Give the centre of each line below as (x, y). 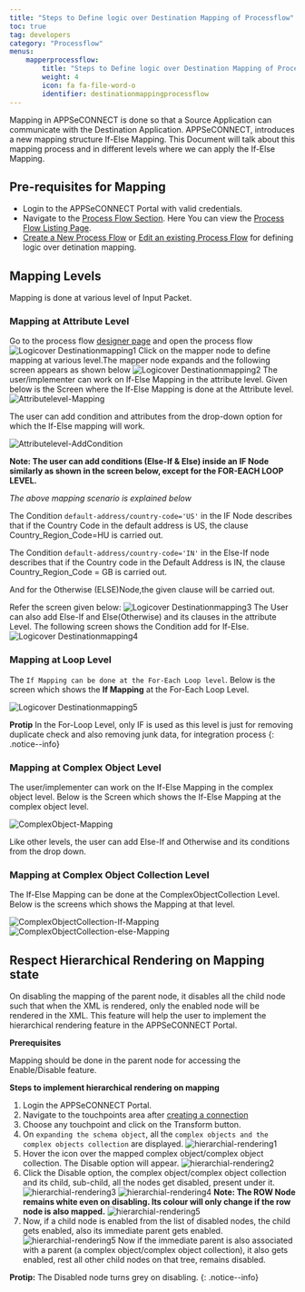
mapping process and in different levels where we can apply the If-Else (142, 149)
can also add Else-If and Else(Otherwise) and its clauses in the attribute (143, 617)
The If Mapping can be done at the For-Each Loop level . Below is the (143, 680)
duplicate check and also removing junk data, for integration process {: (142, 734)
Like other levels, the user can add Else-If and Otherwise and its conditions (150, 842)
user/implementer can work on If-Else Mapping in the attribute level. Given (148, 380)
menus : (22, 52)
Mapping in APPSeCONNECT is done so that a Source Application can (141, 120)
